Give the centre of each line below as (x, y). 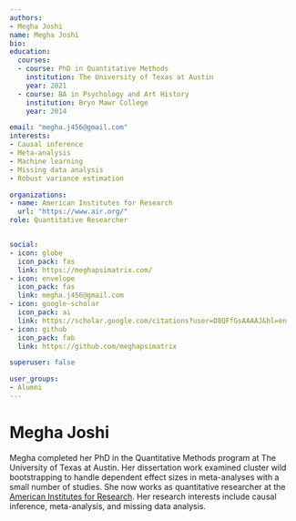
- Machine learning (46, 161)
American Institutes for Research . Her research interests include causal (143, 496)
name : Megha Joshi (44, 35)
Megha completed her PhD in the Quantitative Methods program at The (143, 457)
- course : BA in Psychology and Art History (103, 94)
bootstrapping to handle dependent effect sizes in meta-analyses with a (144, 477)
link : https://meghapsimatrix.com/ (85, 270)
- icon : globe (36, 253)
